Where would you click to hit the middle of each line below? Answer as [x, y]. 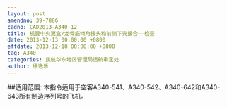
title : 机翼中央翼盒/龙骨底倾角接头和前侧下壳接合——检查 [81, 33]
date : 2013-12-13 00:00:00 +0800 [57, 40]
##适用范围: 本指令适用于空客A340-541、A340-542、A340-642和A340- [114, 87]
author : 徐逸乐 [28, 66]
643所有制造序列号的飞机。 [47, 96]
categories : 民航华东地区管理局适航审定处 [63, 60]
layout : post [27, 14]
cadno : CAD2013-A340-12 [42, 27]
